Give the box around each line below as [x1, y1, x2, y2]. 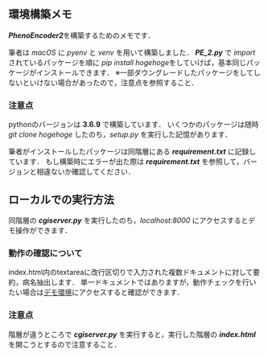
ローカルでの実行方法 [8, 192, 114, 207]
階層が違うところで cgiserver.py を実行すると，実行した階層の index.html [8, 329, 256, 339]
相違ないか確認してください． [35, 167, 135, 177]
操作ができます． [14, 225, 72, 235]
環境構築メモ [8, 7, 72, 22]
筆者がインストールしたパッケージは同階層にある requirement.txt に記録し [8, 147, 257, 157]
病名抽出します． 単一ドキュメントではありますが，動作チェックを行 [22, 277, 249, 287]
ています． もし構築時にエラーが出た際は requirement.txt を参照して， [8, 157, 244, 166]
